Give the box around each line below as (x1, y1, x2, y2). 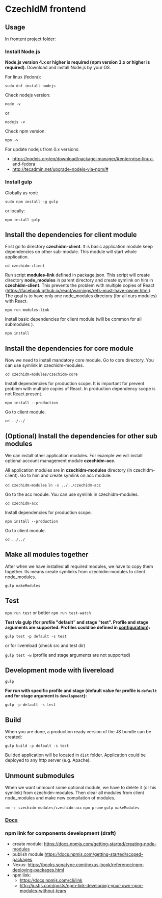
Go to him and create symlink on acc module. (20, 472, 112, 479)
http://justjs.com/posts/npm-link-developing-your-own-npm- (19, 883, 143, 889)
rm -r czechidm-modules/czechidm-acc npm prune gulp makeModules (5, 805, 140, 810)
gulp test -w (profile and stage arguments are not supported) (5, 652, 131, 658)
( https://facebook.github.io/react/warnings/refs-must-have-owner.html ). (5, 288, 152, 294)
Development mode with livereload (5, 666, 114, 675)
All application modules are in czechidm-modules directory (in (5, 467, 133, 473)
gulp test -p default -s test (5, 634, 67, 639)
